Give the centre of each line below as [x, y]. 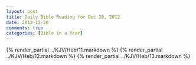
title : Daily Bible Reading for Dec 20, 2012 [63, 17]
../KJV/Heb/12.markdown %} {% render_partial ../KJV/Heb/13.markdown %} [98, 56]
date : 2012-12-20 [27, 22]
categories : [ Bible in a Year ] [45, 33]
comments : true [25, 28]
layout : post [22, 11]
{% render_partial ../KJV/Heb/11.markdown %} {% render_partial [84, 50]
